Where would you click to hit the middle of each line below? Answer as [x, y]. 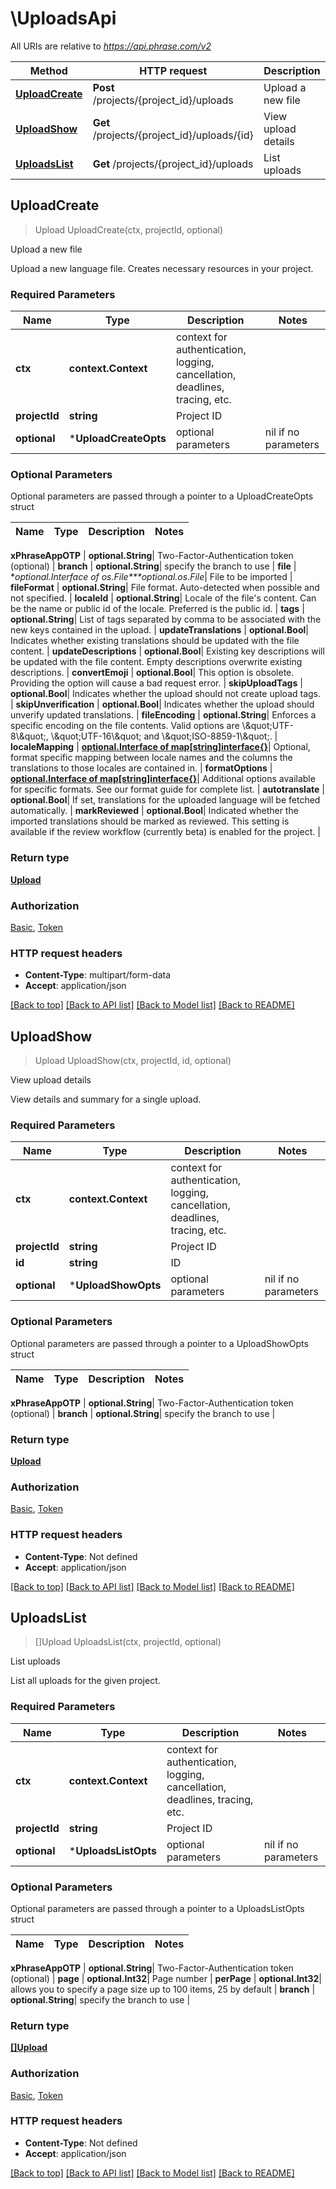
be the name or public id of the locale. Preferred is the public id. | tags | [157, 609]
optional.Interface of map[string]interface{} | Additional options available [163, 779]
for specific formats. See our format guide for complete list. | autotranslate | [167, 789]
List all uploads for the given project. [85, 1681]
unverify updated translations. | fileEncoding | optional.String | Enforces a [163, 715]
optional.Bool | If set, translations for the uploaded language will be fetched [165, 800]
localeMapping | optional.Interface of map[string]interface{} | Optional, [160, 747]
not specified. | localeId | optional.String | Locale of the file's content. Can [163, 598]
